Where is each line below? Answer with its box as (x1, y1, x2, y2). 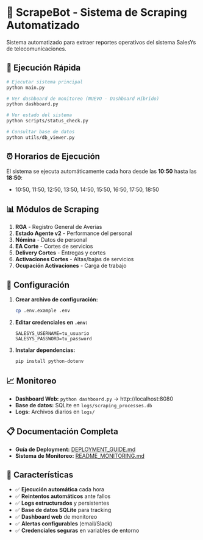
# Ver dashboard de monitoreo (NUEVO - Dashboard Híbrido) (6, 96, 160, 102)
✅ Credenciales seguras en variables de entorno (15, 527, 140, 535)
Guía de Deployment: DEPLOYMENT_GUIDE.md (15, 446, 136, 453)
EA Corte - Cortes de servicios (15, 243, 93, 250)
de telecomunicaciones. (6, 45, 67, 52)
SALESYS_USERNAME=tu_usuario (15, 331, 90, 337)
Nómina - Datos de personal (15, 236, 87, 244)
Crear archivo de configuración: (15, 296, 99, 303)
